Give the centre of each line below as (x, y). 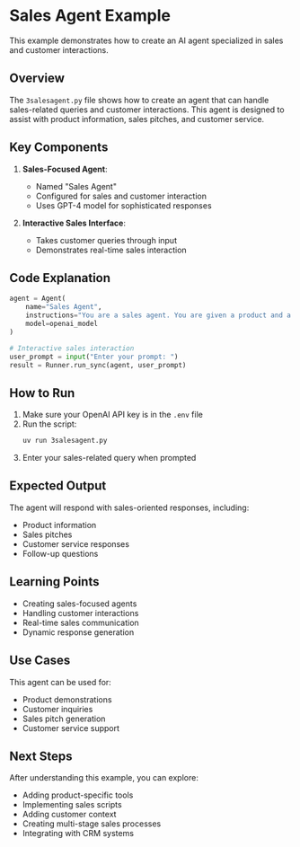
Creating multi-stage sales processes (92, 824)
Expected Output (58, 486)
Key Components (59, 148)
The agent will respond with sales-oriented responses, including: (129, 507)
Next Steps (41, 756)
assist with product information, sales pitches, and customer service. (137, 119)
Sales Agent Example (90, 16)
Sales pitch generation (64, 719)
